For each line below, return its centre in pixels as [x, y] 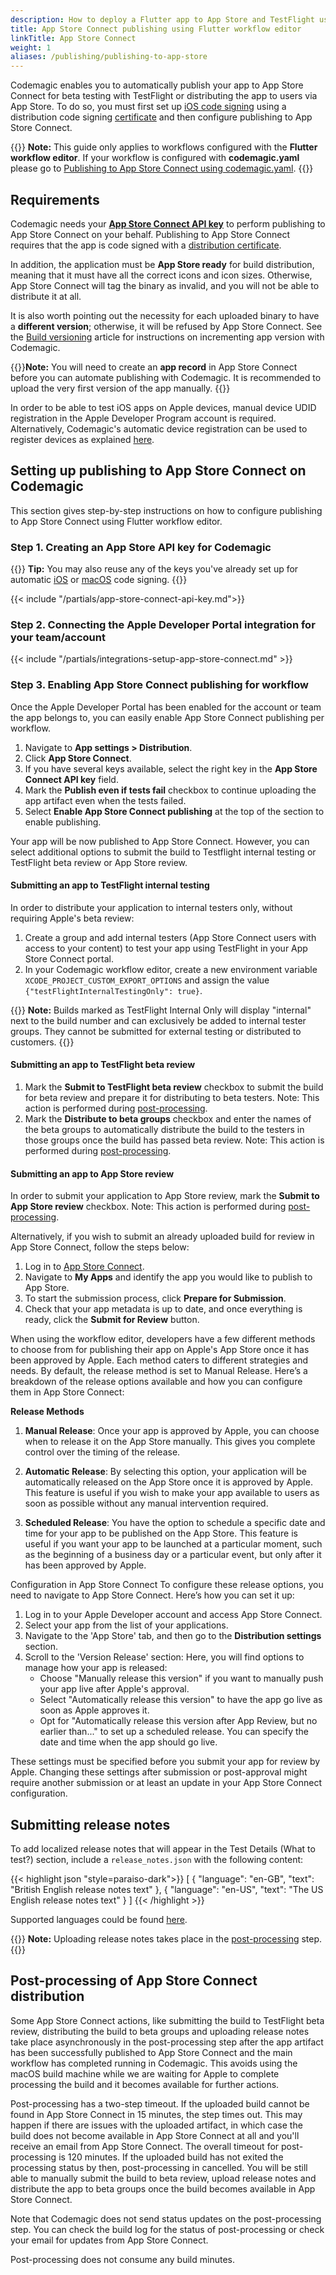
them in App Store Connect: [67, 1392]
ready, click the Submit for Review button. [112, 1320]
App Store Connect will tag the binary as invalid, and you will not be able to [165, 285]
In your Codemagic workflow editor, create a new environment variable [171, 969]
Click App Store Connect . [78, 758]
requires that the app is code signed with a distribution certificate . [146, 245]
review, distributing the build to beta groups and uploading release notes [160, 2031]
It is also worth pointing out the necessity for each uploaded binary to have [165, 315]
